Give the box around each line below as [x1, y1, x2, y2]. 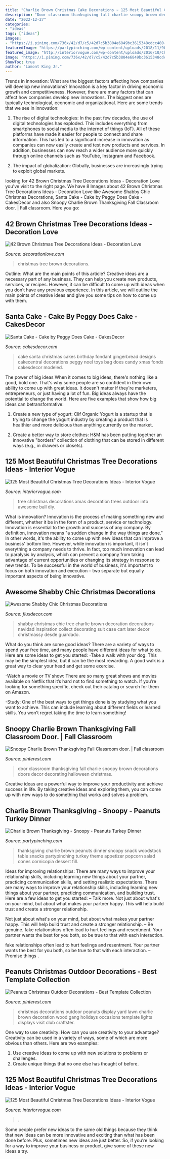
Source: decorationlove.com [5, 251, 64, 257]
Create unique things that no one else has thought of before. [12, 1060, 139, 1066]
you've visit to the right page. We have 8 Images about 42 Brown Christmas [5, 184, 163, 190]
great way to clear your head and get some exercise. [5, 663, 115, 669]
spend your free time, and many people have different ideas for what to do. [5, 647, 162, 653]
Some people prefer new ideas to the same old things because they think [5, 1126, 158, 1133]
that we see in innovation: [5, 105, 59, 111]
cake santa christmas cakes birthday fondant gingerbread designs [17, 353, 156, 359]
